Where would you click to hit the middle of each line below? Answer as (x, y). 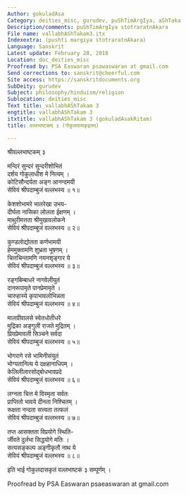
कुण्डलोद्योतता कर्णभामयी (34, 241)
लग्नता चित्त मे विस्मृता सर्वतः (38, 393)
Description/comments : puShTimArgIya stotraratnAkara (88, 27)
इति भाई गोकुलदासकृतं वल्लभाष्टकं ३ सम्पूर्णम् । (59, 470)
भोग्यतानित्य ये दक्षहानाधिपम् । (40, 364)
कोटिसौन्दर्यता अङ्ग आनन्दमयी (41, 181)
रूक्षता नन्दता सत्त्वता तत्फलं (38, 410)
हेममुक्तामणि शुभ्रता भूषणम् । (38, 250)
